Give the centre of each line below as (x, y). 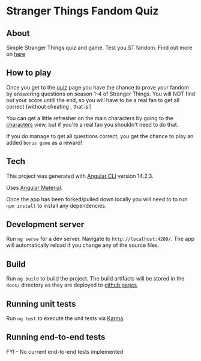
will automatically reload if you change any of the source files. (83, 245)
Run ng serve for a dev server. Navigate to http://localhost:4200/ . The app (100, 239)
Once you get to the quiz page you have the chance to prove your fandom (97, 87)
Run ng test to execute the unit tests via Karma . (65, 318)
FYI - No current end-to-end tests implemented (65, 351)
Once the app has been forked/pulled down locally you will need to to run (97, 199)
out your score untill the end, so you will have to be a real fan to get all (93, 100)
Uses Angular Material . (34, 187)
